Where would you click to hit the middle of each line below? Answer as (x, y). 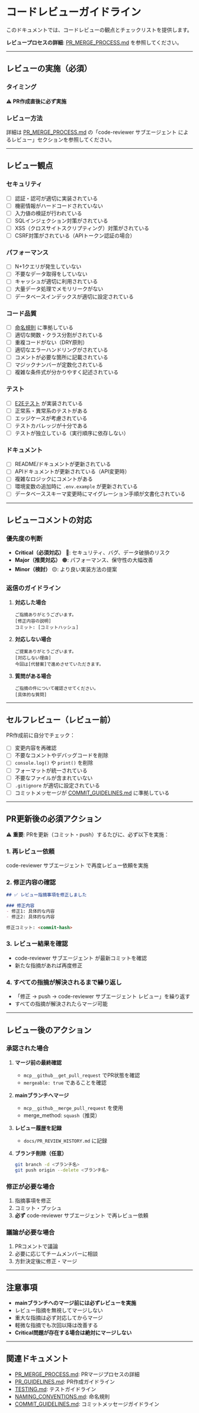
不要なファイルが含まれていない (54, 778)
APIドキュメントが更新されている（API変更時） (72, 471)
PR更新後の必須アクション (54, 819)
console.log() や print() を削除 (54, 763)
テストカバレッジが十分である (51, 426)
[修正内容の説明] (33, 621)
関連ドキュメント (37, 1359)
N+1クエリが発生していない (48, 267)
